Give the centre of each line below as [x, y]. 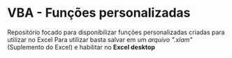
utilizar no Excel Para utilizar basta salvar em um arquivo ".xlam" [100, 39]
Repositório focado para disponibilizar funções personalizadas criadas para [116, 32]
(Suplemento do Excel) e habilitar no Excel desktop [81, 47]
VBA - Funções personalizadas [99, 13]
